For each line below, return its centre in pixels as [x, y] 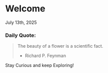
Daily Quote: [21, 35]
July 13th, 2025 [21, 22]
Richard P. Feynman [45, 56]
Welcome [25, 9]
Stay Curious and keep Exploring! [39, 66]
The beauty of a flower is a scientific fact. [60, 46]
